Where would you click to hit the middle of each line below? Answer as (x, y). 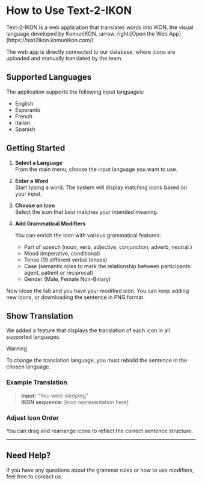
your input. (28, 193)
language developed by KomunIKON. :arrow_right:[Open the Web (87, 33)
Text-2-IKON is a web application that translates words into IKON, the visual (100, 27)
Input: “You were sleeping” (54, 396)
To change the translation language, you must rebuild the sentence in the (97, 361)
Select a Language (39, 162)
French (24, 116)
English (24, 103)
